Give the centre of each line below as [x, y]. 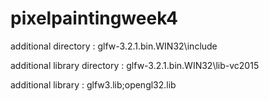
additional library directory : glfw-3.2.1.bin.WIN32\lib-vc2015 [135, 65]
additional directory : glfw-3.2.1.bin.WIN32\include [114, 46]
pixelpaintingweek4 [94, 18]
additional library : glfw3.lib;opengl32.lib [93, 84]
